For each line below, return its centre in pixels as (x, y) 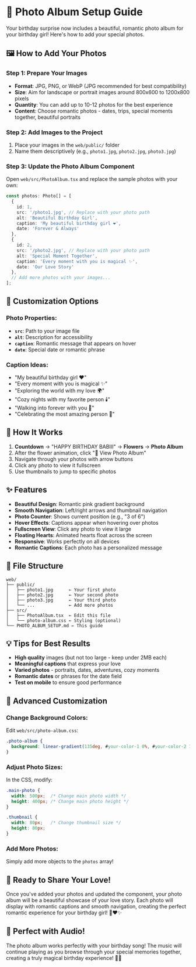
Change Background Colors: (47, 717)
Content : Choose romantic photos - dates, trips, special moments (94, 111)
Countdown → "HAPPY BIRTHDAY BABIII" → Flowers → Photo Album (99, 446)
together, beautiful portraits (47, 117)
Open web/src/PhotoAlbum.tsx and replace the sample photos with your (92, 179)
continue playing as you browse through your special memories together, (94, 952)
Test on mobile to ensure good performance (68, 682)
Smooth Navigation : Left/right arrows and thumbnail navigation (91, 510)
